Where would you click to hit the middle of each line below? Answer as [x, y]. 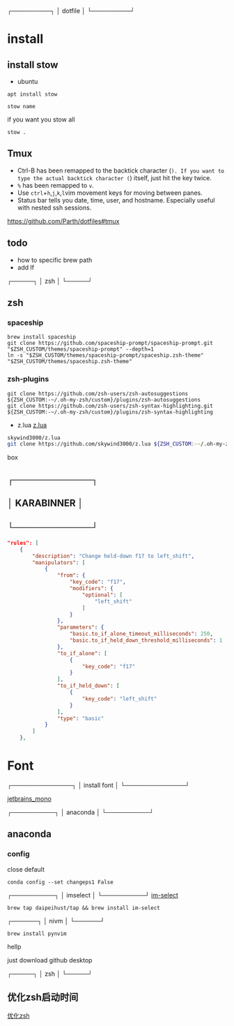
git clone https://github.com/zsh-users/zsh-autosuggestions [98, 394]
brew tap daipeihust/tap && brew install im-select [84, 908]
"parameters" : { [80, 628]
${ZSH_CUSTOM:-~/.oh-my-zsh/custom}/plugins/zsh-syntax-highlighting [110, 412]
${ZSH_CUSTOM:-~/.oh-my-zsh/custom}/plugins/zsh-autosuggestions [104, 400]
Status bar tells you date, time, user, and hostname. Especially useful [116, 200]
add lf [26, 267]
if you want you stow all [41, 119]
